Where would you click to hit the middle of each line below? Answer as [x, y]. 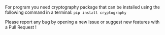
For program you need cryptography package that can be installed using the [82, 7]
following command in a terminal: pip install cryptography [66, 12]
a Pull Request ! [21, 27]
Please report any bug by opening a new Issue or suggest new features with [82, 22]
